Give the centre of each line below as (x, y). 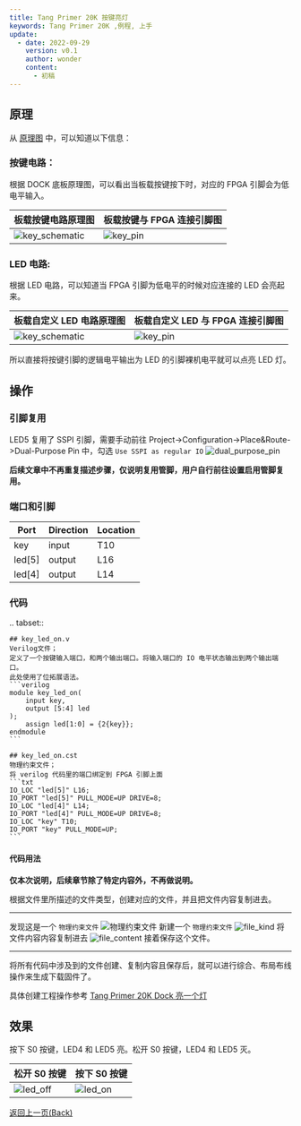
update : (24, 34)
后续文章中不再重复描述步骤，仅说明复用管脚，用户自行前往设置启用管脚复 (146, 469)
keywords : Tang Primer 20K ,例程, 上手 (81, 26)
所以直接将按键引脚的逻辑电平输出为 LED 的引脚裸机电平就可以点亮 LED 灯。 (150, 360)
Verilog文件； (34, 649)
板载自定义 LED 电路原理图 (69, 321)
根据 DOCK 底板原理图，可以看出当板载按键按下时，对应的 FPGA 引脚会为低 (149, 184)
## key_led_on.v (39, 640)
